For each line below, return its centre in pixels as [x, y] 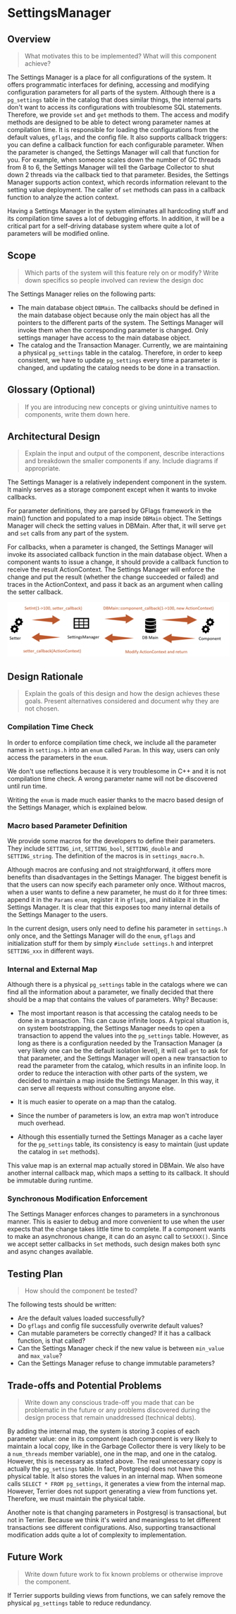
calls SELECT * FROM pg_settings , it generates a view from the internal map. [117, 1484]
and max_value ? [40, 1356]
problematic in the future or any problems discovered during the [118, 1410]
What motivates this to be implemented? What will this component [120, 56]
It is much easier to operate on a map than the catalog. [97, 1102]
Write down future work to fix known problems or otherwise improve [124, 1574]
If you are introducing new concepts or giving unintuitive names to [120, 407]
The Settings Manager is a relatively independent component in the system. [117, 482]
